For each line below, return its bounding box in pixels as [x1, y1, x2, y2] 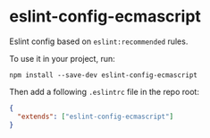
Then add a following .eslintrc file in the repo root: [9, 86, 199, 97]
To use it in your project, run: [9, 53, 115, 64]
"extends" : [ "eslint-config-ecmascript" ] [17, 112, 174, 121]
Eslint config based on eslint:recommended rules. [9, 36, 189, 47]
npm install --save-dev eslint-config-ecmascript [9, 70, 198, 80]
